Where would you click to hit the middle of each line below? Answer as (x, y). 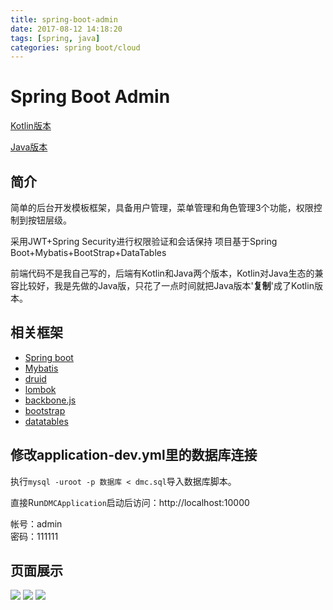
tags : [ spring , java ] (55, 38)
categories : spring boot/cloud (75, 47)
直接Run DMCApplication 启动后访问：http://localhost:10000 (130, 502)
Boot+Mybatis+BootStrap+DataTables (88, 252)
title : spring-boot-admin (64, 19)
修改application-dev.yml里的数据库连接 (134, 455)
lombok (40, 389)
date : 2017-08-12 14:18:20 (66, 29)
